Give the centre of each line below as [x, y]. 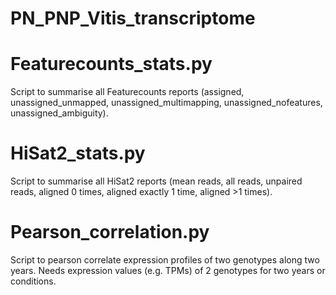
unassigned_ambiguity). [59, 113]
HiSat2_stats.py [78, 153]
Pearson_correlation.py [110, 232]
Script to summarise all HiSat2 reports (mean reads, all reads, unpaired [156, 181]
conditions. [33, 281]
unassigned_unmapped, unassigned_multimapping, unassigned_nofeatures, [166, 103]
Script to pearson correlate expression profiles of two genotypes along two [165, 260]
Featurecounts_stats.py [111, 64]
